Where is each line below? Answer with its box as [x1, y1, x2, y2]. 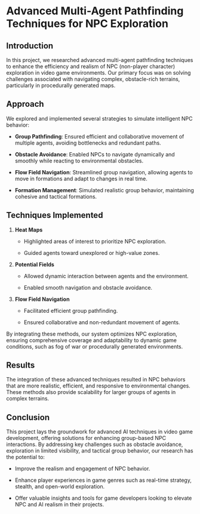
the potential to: [6, 454, 45, 461]
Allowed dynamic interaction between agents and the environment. [23, 272, 189, 279]
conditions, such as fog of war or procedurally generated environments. [6, 343, 183, 350]
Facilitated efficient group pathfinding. [23, 307, 118, 314]
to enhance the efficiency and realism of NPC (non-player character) [6, 63, 176, 70]
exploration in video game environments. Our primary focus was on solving [6, 69, 191, 76]
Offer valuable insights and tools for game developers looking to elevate [14, 494, 192, 502]
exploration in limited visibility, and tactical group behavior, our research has [6, 447, 193, 454]
